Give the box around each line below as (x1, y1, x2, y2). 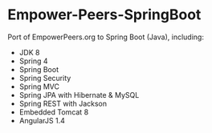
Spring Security (18, 73, 71, 83)
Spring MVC (18, 82, 60, 91)
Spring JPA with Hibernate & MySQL (18, 90, 140, 99)
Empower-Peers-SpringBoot (7, 6, 202, 24)
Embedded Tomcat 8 (18, 107, 89, 117)
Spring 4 (18, 56, 48, 66)
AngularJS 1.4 (18, 115, 66, 125)
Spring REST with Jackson (18, 99, 108, 108)
